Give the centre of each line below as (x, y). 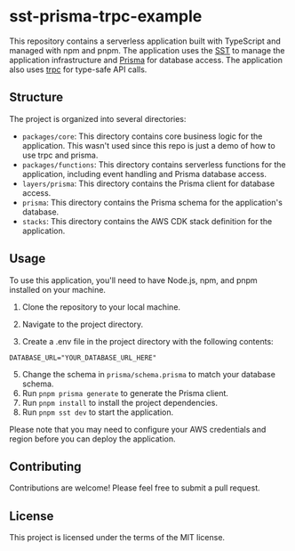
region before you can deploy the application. (92, 439)
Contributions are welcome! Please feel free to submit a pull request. (135, 488)
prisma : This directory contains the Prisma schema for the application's (152, 202)
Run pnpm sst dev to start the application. (98, 412)
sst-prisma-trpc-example (106, 16)
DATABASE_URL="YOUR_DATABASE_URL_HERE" (83, 358)
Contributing (45, 466)
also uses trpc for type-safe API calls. (78, 69)
